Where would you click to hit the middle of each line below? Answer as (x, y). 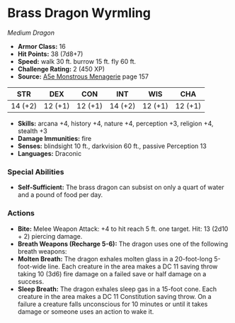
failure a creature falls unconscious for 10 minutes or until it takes (113, 304)
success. (31, 281)
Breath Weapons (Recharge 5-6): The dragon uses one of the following (123, 244)
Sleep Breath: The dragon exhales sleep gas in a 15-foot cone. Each (117, 289)
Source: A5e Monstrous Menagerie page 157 (83, 76)
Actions (21, 213)
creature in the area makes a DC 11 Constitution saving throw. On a (114, 296)
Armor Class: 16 (41, 46)
